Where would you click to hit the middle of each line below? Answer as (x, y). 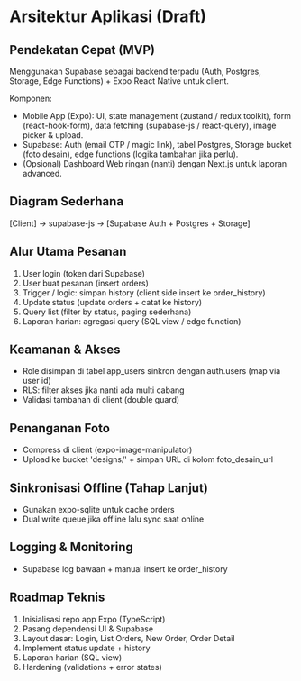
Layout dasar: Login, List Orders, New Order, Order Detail (128, 638)
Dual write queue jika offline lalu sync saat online (113, 519)
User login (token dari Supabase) (84, 273)
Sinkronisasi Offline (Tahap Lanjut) (109, 488)
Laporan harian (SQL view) (72, 657)
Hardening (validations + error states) (92, 667)
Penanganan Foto (60, 428)
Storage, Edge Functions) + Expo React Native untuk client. (119, 81)
